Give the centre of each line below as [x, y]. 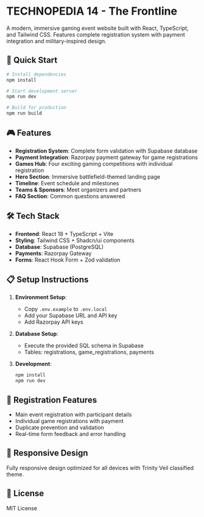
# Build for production [37, 108]
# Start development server [42, 91]
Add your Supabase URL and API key [71, 316]
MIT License [22, 508]
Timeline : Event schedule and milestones [67, 183]
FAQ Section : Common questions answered [70, 196]
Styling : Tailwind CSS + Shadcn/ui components [75, 240]
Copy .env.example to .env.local [66, 309]
